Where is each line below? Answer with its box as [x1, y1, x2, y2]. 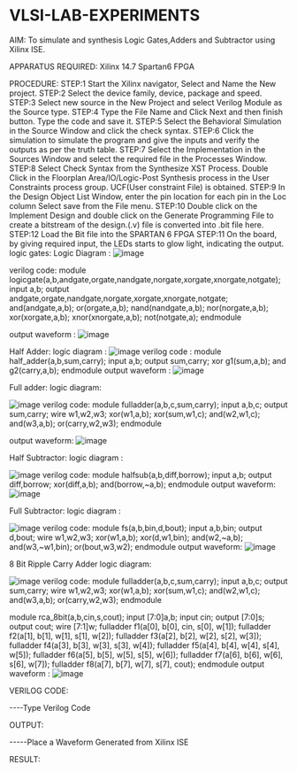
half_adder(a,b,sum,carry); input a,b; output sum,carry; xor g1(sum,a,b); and [9, 355, 286, 366]
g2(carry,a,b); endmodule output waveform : [9, 365, 171, 375]
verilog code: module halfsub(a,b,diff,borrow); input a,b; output [42, 469, 272, 480]
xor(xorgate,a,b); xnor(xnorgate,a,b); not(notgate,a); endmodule [9, 312, 241, 322]
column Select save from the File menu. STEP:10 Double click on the [9, 200, 258, 211]
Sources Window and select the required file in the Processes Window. [9, 153, 268, 164]
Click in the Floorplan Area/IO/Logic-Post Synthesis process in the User [9, 172, 270, 182]
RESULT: [9, 753, 41, 764]
